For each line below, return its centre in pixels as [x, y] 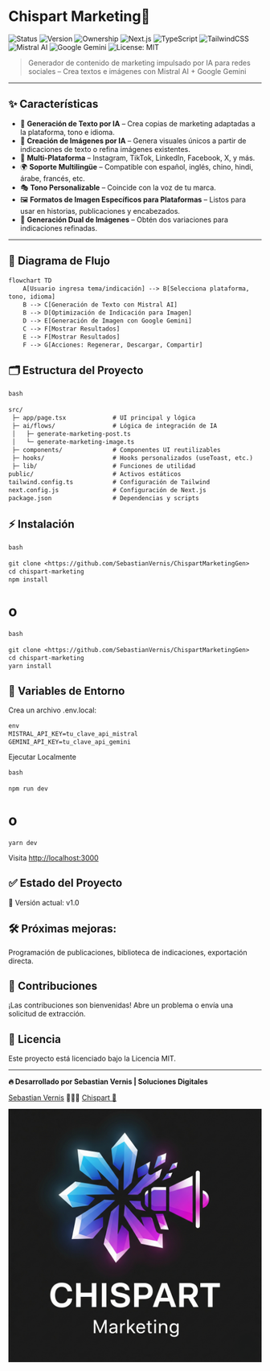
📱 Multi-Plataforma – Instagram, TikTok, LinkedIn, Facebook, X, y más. [137, 158]
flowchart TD [30, 281]
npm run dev [28, 788]
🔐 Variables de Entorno [67, 691]
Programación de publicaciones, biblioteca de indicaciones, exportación [128, 952]
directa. [21, 961]
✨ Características [53, 104]
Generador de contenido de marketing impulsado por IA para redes [139, 63]
